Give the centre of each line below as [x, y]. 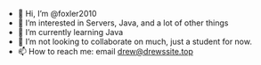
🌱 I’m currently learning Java [70, 32]
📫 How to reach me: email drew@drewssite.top [106, 51]
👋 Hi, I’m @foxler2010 [57, 14]
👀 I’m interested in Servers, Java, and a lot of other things [123, 23]
